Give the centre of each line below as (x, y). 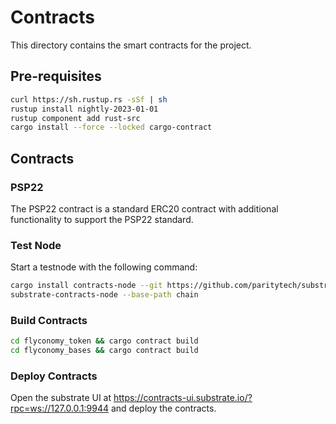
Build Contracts (49, 320)
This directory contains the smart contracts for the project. (131, 45)
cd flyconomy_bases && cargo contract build (104, 351)
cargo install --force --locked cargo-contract (111, 127)
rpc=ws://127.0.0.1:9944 (60, 408)
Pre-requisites (56, 76)
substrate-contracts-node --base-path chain (104, 295)
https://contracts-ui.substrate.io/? (183, 398)
